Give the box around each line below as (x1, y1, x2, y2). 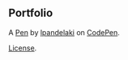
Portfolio (8, 6, 53, 20)
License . (8, 43, 37, 53)
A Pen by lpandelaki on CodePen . (8, 27, 120, 37)
